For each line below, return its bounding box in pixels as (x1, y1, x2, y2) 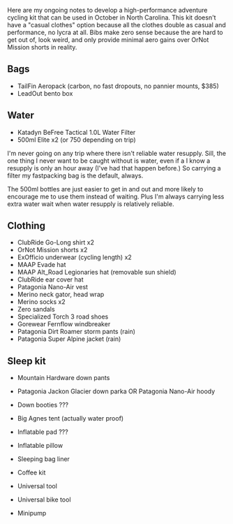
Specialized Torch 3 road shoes (17, 312, 109, 321)
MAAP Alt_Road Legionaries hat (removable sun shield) (17, 268, 176, 277)
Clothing (7, 220, 45, 232)
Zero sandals (17, 305, 55, 314)
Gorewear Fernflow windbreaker (17, 320, 111, 328)
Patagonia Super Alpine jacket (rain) (17, 335, 121, 343)
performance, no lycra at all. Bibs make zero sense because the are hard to (7, 28, 223, 36)
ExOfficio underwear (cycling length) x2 (17, 253, 133, 261)
